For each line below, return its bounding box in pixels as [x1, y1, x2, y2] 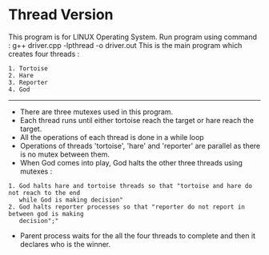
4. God [8, 86, 30, 94]
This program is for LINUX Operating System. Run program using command [8, 32, 258, 42]
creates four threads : [8, 49, 80, 58]
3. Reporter [8, 78, 48, 86]
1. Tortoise [8, 64, 48, 73]
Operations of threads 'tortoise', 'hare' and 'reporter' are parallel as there [19, 141, 261, 150]
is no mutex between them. [19, 149, 110, 159]
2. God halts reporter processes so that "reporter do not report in [8, 202, 246, 211]
